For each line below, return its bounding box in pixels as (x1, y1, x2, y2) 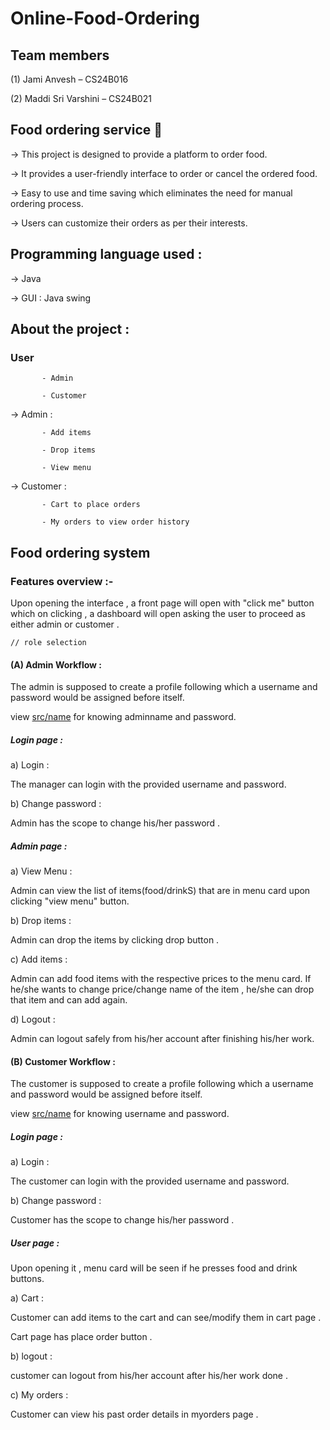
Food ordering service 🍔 (10, 122, 163, 139)
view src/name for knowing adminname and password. (10, 711, 237, 723)
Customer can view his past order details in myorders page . (10, 1408, 259, 1421)
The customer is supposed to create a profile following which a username (10, 1078, 314, 1090)
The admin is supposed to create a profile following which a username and (10, 681, 318, 693)
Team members (10, 47, 110, 64)
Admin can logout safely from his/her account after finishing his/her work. (10, 1033, 315, 1045)
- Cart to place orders (41, 500, 141, 510)
